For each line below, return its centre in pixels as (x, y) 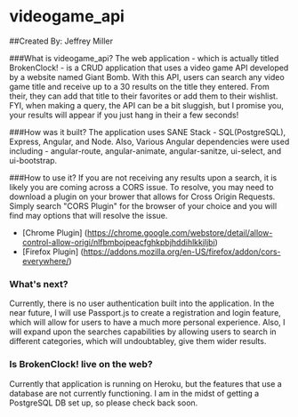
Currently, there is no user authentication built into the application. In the (142, 303)
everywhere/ (45, 261)
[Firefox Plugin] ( (53, 252)
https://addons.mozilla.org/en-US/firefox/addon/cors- (182, 252)
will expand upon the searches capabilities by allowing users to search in (143, 332)
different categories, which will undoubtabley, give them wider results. (138, 341)
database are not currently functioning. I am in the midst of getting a (134, 393)
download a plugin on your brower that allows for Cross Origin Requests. (142, 196)
